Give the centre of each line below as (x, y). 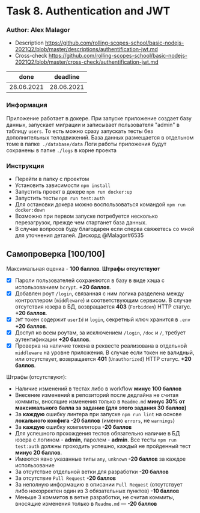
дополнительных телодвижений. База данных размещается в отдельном (100, 137)
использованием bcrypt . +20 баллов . (63, 287)
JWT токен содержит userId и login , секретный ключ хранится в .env (103, 319)
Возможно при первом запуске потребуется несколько (86, 216)
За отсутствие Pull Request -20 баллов (65, 478)
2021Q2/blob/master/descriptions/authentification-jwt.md (86, 49)
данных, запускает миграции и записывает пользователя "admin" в (93, 124)
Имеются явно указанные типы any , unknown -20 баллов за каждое (100, 459)
